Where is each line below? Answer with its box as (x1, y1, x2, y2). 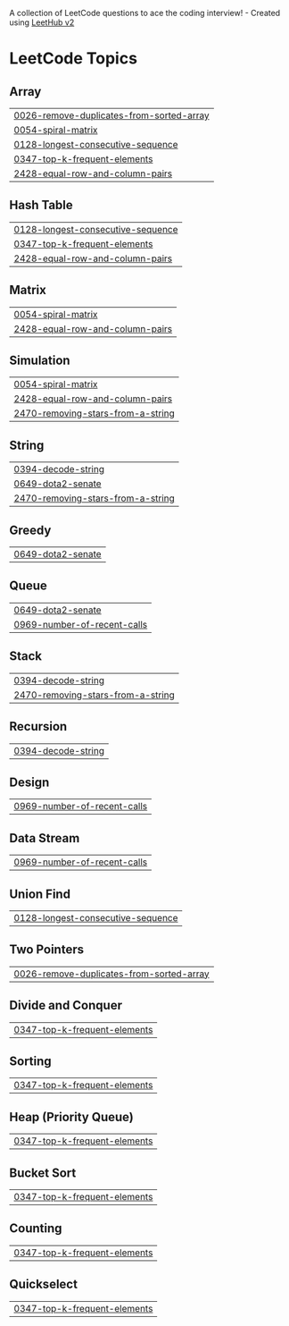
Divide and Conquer (9, 998, 123, 1013)
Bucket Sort (9, 1165, 77, 1180)
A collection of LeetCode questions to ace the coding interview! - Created (9, 8, 281, 18)
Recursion (9, 719, 68, 734)
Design (9, 774, 50, 790)
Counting (9, 1220, 62, 1237)
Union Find (9, 886, 71, 901)
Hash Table (9, 198, 73, 213)
